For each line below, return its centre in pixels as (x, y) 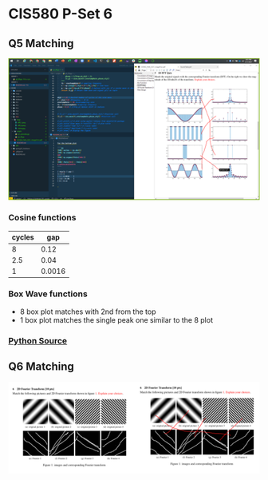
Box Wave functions (48, 294)
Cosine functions (42, 218)
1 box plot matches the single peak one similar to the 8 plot (116, 319)
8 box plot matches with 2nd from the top (88, 311)
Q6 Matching (41, 367)
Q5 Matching (41, 44)
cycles (23, 237)
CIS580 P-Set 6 (61, 14)
